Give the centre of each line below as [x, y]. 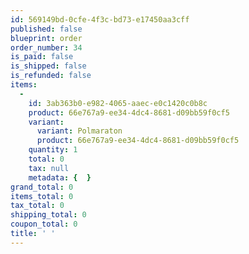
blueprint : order [46, 38]
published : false [46, 29]
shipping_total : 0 [48, 215]
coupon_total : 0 [44, 224]
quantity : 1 [53, 150]
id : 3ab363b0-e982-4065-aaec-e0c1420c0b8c [118, 103]
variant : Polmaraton [79, 131]
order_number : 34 [46, 47]
